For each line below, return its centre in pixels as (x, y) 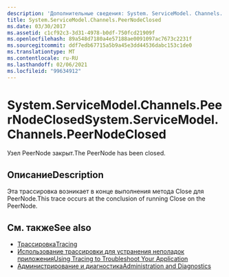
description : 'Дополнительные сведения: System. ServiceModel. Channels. (115, 13)
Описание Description (56, 175)
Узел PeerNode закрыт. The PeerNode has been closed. (87, 153)
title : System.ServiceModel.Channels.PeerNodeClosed (84, 20)
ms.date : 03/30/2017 (37, 26)
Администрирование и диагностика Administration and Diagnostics (114, 266)
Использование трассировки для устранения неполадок (100, 252)
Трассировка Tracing (47, 244)
